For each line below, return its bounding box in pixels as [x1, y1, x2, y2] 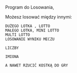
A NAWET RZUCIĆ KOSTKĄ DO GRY [5, 63, 68, 68]
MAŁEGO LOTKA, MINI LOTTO [5, 28, 59, 33]
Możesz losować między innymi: [5, 14, 72, 19]
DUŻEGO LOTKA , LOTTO [5, 23, 50, 28]
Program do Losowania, [5, 4, 54, 10]
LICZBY [5, 45, 19, 50]
